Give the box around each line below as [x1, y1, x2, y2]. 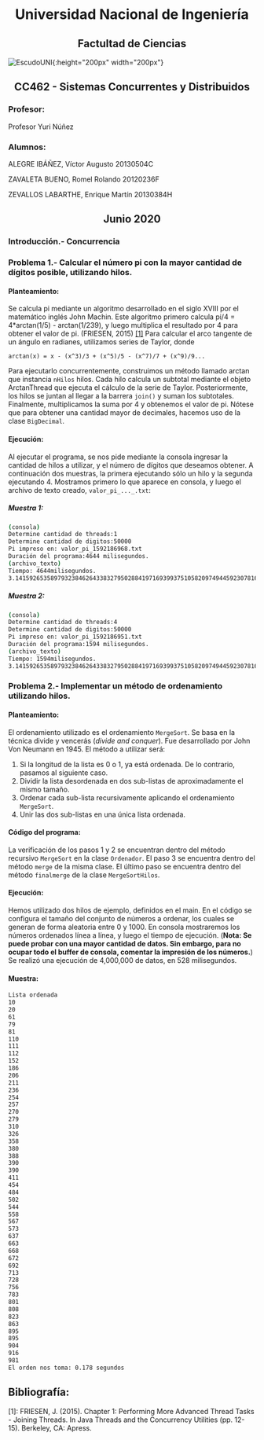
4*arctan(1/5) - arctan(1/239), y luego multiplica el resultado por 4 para [8, 321, 238, 330]
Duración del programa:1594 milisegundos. [8, 641, 149, 648]
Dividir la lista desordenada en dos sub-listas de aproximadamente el [19, 776, 244, 785]
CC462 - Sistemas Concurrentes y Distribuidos [14, 80, 250, 94]
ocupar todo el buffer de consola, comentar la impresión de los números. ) [8, 947, 254, 957]
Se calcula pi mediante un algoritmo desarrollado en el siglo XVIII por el [8, 304, 240, 314]
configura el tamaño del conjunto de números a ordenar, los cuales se [8, 914, 234, 924]
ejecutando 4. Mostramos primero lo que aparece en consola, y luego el [8, 477, 242, 487]
